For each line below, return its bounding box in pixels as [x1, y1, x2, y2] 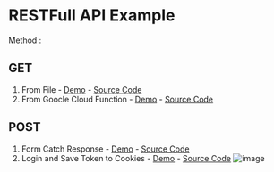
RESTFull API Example [8, 5, 176, 26]
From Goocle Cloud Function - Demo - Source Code [21, 94, 214, 104]
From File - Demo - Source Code [21, 84, 142, 94]
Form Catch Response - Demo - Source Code [21, 143, 190, 154]
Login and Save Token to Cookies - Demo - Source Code [21, 152, 232, 163]
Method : [8, 35, 42, 45]
